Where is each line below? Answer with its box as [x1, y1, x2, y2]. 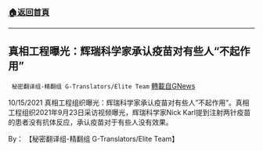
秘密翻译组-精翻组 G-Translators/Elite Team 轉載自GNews [11, 81, 196, 91]
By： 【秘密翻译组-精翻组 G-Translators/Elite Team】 [8, 135, 179, 144]
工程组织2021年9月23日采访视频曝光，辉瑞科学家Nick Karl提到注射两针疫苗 [8, 108, 251, 117]
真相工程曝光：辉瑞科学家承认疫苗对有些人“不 [8, 45, 230, 58]
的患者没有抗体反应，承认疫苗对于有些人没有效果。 [8, 117, 173, 127]
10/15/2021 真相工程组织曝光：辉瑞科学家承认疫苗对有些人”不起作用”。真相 [8, 98, 250, 107]
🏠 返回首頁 [8, 6, 50, 17]
